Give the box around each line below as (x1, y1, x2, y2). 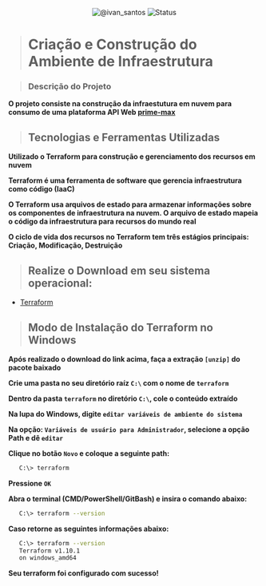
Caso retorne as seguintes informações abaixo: (8, 524, 169, 533)
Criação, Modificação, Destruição (8, 240, 123, 251)
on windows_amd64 (18, 554, 77, 562)
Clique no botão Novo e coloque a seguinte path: (8, 448, 170, 458)
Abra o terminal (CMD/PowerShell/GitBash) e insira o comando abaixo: (8, 493, 248, 503)
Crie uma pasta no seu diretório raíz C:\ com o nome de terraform (8, 378, 229, 387)
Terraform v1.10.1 (18, 547, 81, 555)
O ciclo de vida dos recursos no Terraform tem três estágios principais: (8, 232, 249, 242)
